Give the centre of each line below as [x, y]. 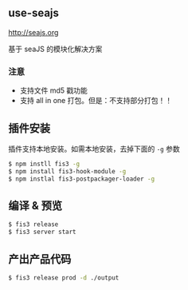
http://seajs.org [33, 32]
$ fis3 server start [43, 232]
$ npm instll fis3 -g [44, 164]
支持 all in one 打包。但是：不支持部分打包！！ [96, 101]
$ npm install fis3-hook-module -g [67, 171]
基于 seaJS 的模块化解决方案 [55, 49]
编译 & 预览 [35, 206]
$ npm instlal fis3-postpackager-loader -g [82, 179]
